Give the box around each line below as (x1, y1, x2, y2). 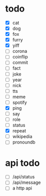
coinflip (12, 54, 28, 60)
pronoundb (12, 139, 36, 145)
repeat (12, 128, 26, 134)
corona (12, 48, 27, 54)
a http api (12, 185, 32, 191)
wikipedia (12, 134, 32, 140)
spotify (12, 99, 27, 105)
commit (12, 59, 28, 66)
